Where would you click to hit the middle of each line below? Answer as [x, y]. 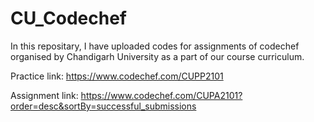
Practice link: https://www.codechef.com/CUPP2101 [117, 76]
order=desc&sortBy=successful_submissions [103, 106]
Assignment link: [44, 95]
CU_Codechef [68, 18]
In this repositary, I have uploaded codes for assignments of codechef [155, 46]
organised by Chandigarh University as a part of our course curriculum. [157, 56]
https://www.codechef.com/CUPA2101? [161, 95]
